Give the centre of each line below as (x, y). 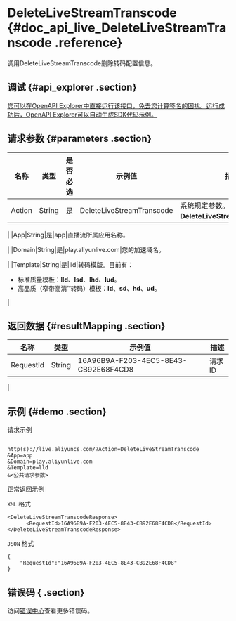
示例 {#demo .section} (57, 411)
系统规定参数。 (205, 205)
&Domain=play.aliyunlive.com (50, 462)
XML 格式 (19, 504)
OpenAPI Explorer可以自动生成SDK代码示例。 (92, 115)
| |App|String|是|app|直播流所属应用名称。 (68, 235)
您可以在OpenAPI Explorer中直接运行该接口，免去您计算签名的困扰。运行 (113, 105)
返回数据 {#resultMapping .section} (86, 326)
